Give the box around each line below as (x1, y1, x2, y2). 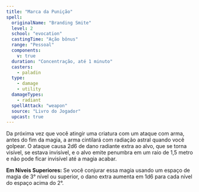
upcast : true (11, 114, 44, 119)
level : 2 (11, 25, 33, 32)
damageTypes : (11, 92, 44, 97)
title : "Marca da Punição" (6, 8, 73, 15)
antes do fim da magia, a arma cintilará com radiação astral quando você (6, 136, 185, 143)
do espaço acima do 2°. (6, 180, 64, 187)
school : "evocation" (11, 31, 62, 37)
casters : (11, 64, 33, 70)
